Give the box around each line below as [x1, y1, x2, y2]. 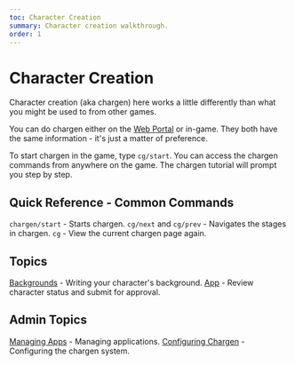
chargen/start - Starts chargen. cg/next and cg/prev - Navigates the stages [9, 218, 287, 229]
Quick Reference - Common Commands [9, 194, 234, 210]
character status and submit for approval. [9, 286, 161, 298]
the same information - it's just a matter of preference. [9, 133, 209, 144]
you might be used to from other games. [9, 107, 157, 117]
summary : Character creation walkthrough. [9, 21, 169, 30]
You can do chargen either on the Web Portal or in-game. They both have [9, 123, 278, 134]
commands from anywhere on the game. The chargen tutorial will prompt [9, 160, 277, 171]
